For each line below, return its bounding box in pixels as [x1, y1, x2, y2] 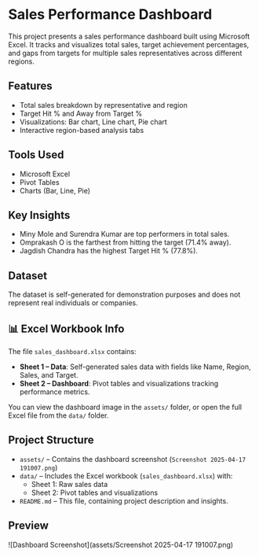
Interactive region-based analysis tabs [19, 125, 144, 135]
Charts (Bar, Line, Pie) [19, 186, 91, 195]
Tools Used [8, 148, 64, 162]
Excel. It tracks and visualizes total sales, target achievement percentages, [8, 39, 250, 49]
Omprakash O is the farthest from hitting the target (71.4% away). [19, 238, 232, 247]
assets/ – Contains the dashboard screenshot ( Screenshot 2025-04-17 [19, 454, 246, 463]
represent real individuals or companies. [8, 298, 139, 308]
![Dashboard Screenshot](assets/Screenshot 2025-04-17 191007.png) [8, 540, 234, 549]
